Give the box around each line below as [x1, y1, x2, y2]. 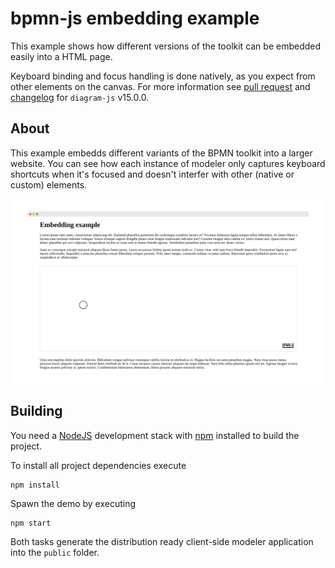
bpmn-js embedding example [10, 7, 260, 30]
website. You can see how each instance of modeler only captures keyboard [10, 157, 326, 169]
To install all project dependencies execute [10, 459, 187, 471]
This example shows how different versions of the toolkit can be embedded [10, 40, 322, 52]
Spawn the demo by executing [10, 497, 137, 509]
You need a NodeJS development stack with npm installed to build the [10, 429, 300, 441]
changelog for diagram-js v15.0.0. [10, 91, 150, 103]
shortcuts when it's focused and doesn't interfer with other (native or [10, 168, 295, 180]
